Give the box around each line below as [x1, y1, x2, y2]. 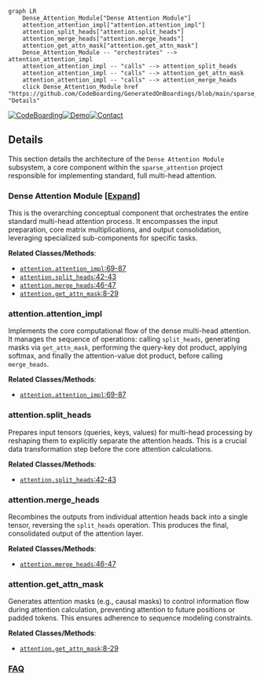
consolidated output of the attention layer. [8, 529, 144, 538]
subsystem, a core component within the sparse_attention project [8, 162, 223, 172]
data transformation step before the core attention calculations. [8, 444, 214, 453]
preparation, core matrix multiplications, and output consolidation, [8, 225, 222, 235]
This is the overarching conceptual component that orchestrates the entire [8, 208, 249, 218]
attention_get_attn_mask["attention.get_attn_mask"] [22, 42, 199, 49]
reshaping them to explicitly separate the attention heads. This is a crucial [8, 436, 247, 445]
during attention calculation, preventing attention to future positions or [8, 605, 236, 614]
